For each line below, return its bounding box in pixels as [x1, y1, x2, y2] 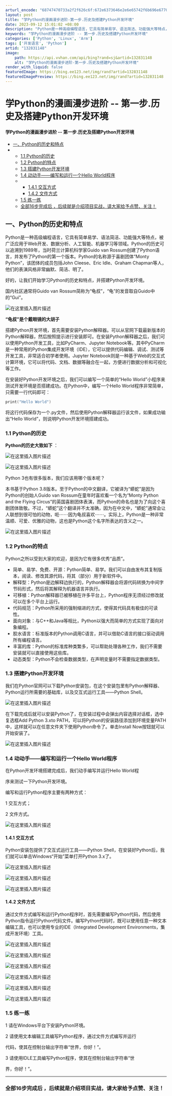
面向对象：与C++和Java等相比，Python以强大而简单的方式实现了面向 [12, 618, 160, 624]
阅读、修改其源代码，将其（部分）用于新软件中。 [21, 573, 125, 579]
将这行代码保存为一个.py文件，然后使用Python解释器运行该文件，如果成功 [5, 409, 161, 415]
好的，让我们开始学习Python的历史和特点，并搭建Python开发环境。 [5, 277, 147, 283]
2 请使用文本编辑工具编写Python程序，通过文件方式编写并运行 [5, 1033, 137, 1039]
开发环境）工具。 [9, 930, 46, 936]
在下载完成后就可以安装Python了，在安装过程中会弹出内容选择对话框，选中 [5, 710, 164, 717]
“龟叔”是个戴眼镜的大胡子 [5, 316, 60, 323]
